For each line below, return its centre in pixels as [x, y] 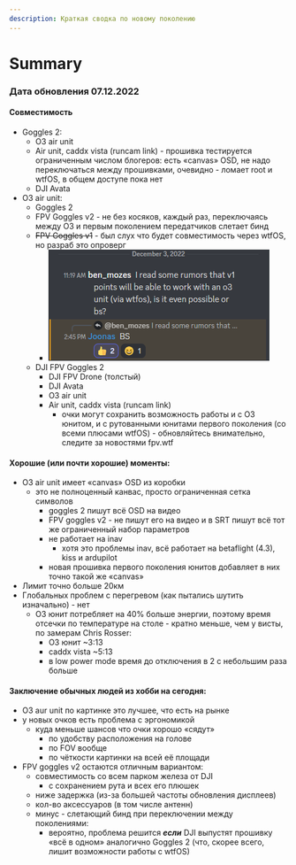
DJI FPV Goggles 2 [69, 367]
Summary [46, 63]
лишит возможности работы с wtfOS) [119, 852]
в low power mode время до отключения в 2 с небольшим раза [167, 661]
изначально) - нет [56, 605]
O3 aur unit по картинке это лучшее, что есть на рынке [125, 711]
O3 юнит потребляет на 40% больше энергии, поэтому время [153, 614]
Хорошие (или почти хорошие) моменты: [90, 463]
